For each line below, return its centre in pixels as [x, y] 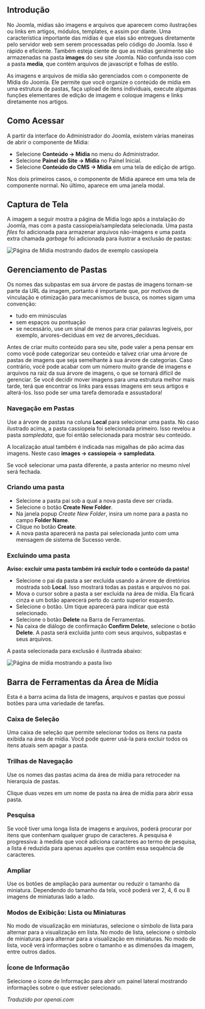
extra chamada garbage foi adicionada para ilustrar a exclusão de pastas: [99, 238]
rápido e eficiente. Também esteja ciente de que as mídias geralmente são [100, 51]
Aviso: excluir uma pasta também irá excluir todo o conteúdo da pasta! [98, 569]
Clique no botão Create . [46, 527]
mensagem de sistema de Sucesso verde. [68, 539]
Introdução [28, 10]
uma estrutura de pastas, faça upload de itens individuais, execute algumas [102, 89]
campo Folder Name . [42, 520]
